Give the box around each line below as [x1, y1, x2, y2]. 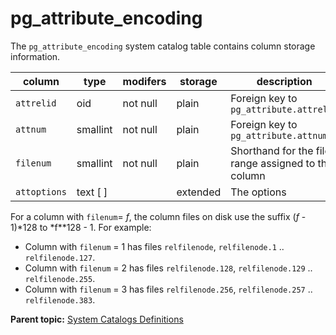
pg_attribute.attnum [230, 130, 328, 141]
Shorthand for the [230, 143, 314, 157]
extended [176, 185, 222, 199]
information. [10, 50, 61, 62]
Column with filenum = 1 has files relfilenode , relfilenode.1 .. [24, 240, 285, 252]
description [256, 74, 313, 88]
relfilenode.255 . [24, 272, 96, 284]
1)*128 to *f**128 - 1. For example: [10, 221, 152, 233]
